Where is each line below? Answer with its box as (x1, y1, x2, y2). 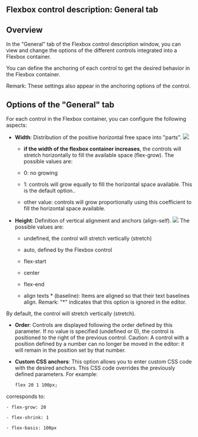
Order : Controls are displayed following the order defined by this (14, 322, 173, 329)
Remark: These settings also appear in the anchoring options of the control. (6, 82, 191, 89)
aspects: (6, 121, 27, 129)
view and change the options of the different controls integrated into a (6, 47, 177, 54)
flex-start (23, 258, 46, 265)
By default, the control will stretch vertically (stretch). (6, 310, 136, 317)
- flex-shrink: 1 (6, 414, 49, 420)
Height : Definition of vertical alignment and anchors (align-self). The (14, 217, 190, 224)
